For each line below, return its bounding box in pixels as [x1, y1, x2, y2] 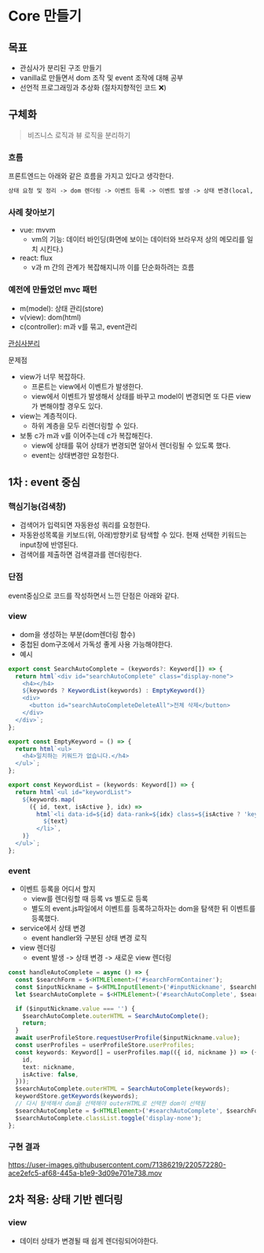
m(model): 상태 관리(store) [19, 303, 104, 313]
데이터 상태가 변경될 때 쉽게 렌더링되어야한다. [19, 1236, 159, 1245]
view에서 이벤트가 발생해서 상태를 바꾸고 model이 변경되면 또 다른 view [31, 391, 251, 401]
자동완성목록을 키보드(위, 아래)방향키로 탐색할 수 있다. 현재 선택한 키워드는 [19, 530, 247, 540]
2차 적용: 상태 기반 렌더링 [8, 1193, 123, 1207]
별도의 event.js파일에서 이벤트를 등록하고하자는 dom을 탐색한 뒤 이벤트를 [31, 904, 256, 914]
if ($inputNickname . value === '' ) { [15, 1005, 135, 1013]
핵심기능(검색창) [8, 500, 67, 511]
